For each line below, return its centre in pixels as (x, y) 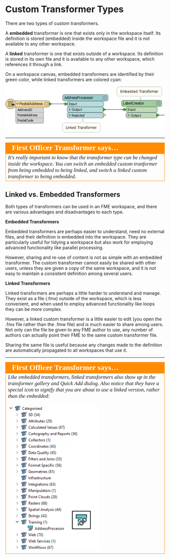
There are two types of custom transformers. (52, 23)
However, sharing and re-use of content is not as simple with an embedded (84, 258)
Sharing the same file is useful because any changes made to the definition (84, 345)
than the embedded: (29, 396)
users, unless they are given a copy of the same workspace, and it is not (81, 268)
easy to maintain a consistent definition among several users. (69, 273)
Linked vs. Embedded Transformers (63, 194)
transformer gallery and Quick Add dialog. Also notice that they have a (83, 384)
